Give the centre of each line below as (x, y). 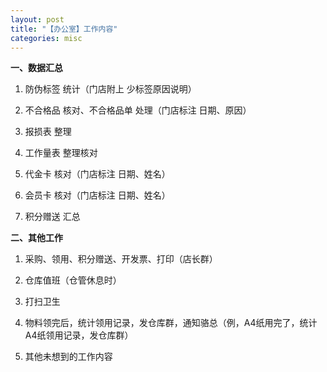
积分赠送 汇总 (52, 217)
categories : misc (46, 38)
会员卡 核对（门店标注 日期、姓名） (97, 195)
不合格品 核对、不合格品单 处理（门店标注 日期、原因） (138, 110)
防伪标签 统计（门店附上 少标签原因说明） (110, 89)
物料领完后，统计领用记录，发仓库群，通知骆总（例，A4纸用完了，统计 (171, 323)
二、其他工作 (36, 238)
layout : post (37, 19)
